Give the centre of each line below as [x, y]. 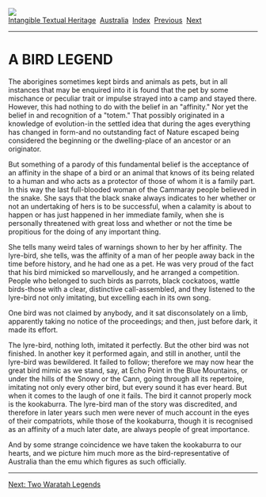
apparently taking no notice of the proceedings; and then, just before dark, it [133, 321]
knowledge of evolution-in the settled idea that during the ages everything [129, 124]
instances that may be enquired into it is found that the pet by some [118, 90]
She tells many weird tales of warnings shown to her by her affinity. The [125, 247]
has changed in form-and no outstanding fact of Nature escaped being [124, 132]
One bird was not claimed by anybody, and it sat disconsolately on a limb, [128, 312]
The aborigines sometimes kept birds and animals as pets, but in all [118, 81]
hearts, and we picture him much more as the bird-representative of [119, 453]
